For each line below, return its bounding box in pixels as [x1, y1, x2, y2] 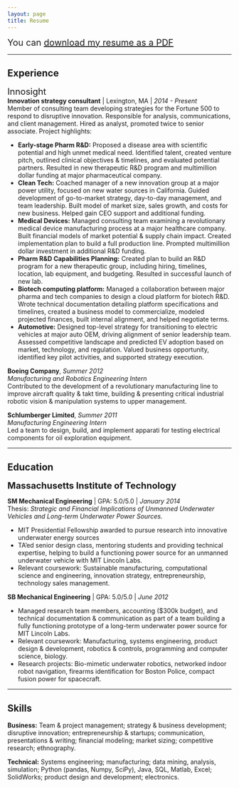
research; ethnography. [7, 743, 76, 752]
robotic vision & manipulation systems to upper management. [7, 397, 187, 406]
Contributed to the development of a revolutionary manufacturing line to [7, 382, 218, 391]
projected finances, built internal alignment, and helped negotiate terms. [17, 315, 230, 324]
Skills [7, 702, 32, 714]
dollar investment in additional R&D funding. [17, 247, 147, 255]
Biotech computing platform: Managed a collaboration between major [17, 285, 225, 293]
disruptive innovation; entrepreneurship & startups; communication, [7, 728, 206, 737]
